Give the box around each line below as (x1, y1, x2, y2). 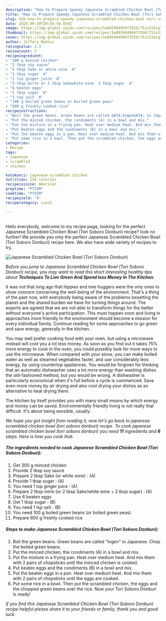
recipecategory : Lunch (5, 200, 52, 205)
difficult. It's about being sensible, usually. (5, 408, 91, 414)
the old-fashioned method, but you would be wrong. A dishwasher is (5, 372, 145, 378)
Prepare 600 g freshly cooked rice (12, 515, 83, 521)
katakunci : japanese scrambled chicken (5, 173, 88, 178)
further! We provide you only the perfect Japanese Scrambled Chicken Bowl (5, 234, 161, 240)
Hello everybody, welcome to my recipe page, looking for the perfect (5, 223, 146, 229)
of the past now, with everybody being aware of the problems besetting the (5, 294, 159, 300)
